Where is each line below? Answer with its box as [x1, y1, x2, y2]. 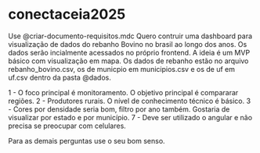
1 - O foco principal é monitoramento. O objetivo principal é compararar [8, 87, 239, 97]
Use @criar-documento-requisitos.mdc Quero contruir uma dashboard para [8, 31, 253, 41]
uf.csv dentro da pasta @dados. [8, 73, 111, 82]
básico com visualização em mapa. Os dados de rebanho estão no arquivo [8, 56, 249, 66]
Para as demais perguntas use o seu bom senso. [8, 136, 166, 145]
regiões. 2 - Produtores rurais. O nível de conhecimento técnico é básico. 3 [8, 96, 251, 105]
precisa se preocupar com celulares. [8, 121, 127, 130]
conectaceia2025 [8, 5, 126, 23]
